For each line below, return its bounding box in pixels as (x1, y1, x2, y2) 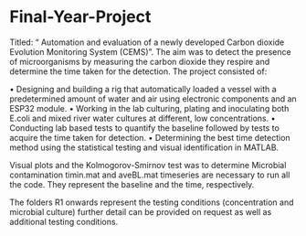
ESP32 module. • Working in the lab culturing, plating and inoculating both (9, 102, 290, 113)
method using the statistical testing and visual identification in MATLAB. (9, 142, 280, 153)
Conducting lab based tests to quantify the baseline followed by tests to (9, 122, 280, 134)
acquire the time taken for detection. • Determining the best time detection (9, 132, 290, 143)
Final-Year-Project (9, 6, 152, 27)
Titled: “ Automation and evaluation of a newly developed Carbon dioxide (9, 37, 285, 48)
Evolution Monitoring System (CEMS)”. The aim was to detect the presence (9, 46, 291, 57)
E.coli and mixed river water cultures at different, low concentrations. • (9, 113, 276, 123)
